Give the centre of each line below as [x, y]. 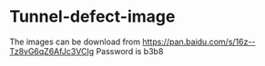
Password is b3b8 [130, 51]
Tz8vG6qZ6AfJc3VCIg [52, 51]
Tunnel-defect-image [92, 17]
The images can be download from [75, 42]
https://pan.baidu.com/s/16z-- [199, 42]
